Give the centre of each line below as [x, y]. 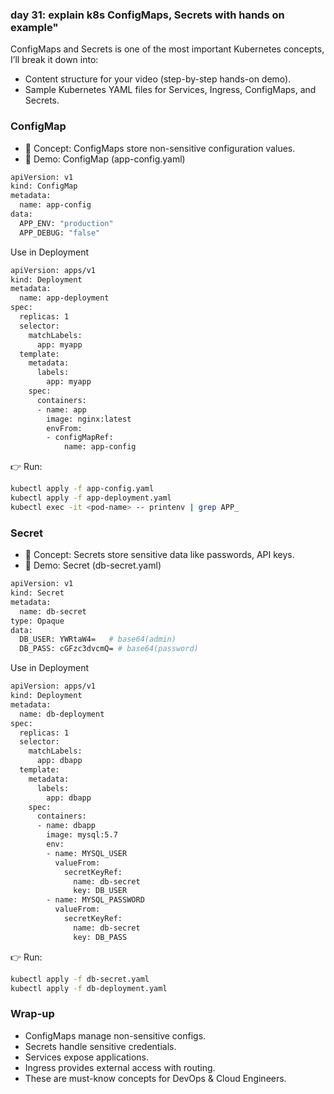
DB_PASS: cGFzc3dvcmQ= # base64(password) [109, 649]
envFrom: [64, 428]
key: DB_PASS [100, 937]
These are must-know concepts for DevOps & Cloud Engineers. [155, 1078]
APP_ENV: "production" [66, 223]
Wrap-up [32, 1014]
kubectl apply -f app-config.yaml [82, 489]
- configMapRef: [80, 438]
